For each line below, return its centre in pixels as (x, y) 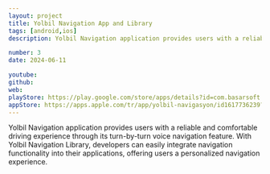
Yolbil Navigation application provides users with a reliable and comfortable (133, 128)
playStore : (27, 97)
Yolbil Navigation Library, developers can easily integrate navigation (121, 145)
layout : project (35, 16)
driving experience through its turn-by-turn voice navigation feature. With (130, 136)
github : (21, 82)
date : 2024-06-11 (37, 60)
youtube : (23, 75)
